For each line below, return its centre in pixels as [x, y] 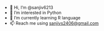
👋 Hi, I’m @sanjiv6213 [31, 8]
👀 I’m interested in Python [36, 13]
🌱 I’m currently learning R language [45, 18]
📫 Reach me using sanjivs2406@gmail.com [54, 23]
